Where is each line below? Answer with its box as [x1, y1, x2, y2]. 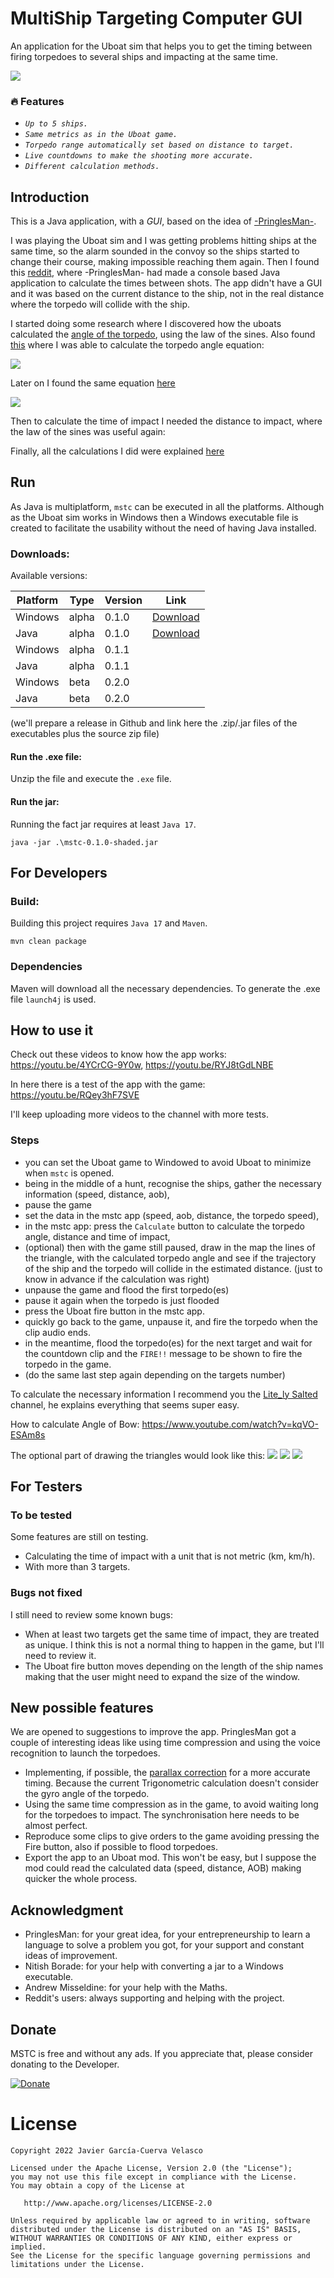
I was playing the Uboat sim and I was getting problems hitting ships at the [10, 235, 318, 247]
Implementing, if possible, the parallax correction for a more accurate [24, 1767, 311, 1779]
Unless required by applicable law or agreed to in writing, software [10, 2216, 311, 2226]
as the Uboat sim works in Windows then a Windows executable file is [10, 511, 299, 523]
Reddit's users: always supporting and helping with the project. [24, 1992, 285, 2004]
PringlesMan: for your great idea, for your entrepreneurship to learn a [24, 1928, 311, 1941]
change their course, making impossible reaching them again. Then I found [10, 256, 320, 268]
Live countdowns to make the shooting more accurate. [24, 151, 254, 161]
